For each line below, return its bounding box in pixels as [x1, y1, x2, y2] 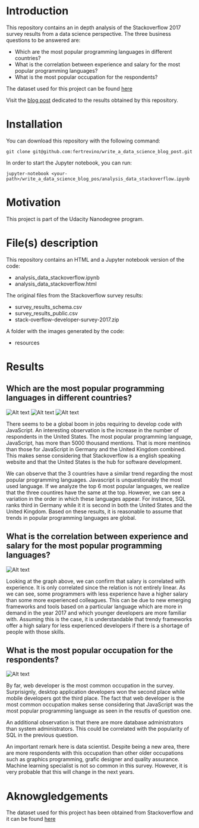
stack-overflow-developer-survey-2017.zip [14, 316, 119, 323]
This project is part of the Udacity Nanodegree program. [6, 215, 144, 222]
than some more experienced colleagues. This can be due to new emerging [6, 596, 191, 603]
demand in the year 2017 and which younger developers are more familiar [6, 609, 187, 616]
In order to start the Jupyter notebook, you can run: [6, 159, 132, 166]
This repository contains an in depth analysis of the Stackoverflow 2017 [6, 24, 181, 31]
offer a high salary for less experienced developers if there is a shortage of [6, 622, 189, 629]
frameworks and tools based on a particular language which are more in [6, 603, 182, 610]
